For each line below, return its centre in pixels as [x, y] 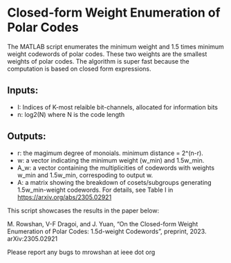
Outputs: [27, 136]
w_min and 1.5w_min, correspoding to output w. [85, 175]
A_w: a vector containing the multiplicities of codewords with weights [116, 167]
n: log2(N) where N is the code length [71, 114]
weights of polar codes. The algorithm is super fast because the [98, 61]
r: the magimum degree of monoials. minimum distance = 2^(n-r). [110, 153]
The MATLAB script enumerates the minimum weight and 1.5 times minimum [116, 46]
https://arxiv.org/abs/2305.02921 [64, 197]
